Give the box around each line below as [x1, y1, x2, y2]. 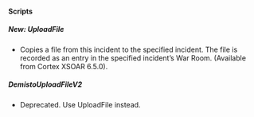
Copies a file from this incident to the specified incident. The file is [19, 45, 238, 54]
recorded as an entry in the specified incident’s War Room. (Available [19, 53, 247, 63]
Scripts [8, 6, 33, 16]
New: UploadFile [8, 25, 64, 34]
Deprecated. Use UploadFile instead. [19, 99, 141, 109]
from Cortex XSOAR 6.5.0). [19, 61, 108, 71]
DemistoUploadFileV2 [8, 80, 82, 89]
